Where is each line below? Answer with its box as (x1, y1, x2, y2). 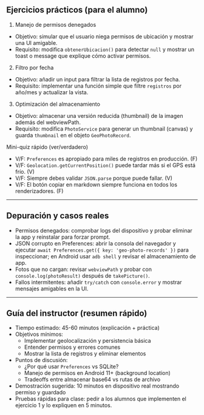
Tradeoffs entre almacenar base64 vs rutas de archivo (24, 376, 161, 383)
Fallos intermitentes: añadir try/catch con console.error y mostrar (15, 278, 182, 286)
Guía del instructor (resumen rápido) (6, 308, 148, 318)
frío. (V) (15, 168, 35, 175)
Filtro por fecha (15, 64, 54, 71)
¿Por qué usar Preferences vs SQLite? (24, 363, 119, 370)
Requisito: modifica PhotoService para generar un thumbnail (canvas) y (15, 125, 193, 132)
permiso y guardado (15, 389, 66, 396)
